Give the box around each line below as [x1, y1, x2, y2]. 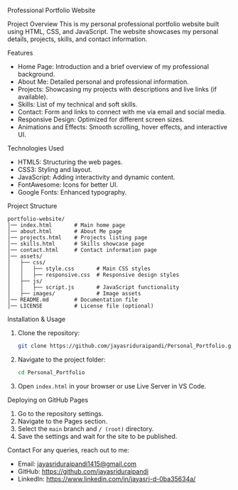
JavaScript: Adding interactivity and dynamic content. [17, 173, 175, 181]
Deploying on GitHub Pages [7, 396, 89, 404]
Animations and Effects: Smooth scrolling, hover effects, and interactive [17, 123, 227, 131]
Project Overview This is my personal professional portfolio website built [7, 20, 220, 28]
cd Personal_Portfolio [17, 369, 85, 376]
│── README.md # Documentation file [7, 296, 139, 303]
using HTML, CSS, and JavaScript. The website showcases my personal [7, 28, 219, 36]
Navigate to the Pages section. [17, 417, 108, 425]
